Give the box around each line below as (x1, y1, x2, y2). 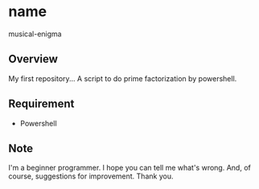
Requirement (8, 97, 75, 111)
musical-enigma (8, 29, 62, 39)
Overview (8, 52, 59, 66)
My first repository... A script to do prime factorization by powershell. (8, 73, 237, 83)
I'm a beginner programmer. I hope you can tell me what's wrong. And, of (8, 163, 251, 173)
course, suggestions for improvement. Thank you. (8, 171, 174, 181)
